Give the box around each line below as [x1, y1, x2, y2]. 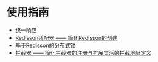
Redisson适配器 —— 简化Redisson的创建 [15, 34, 118, 41]
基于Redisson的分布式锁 [15, 42, 76, 49]
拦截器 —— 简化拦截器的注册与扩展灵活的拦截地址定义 [15, 49, 152, 56]
